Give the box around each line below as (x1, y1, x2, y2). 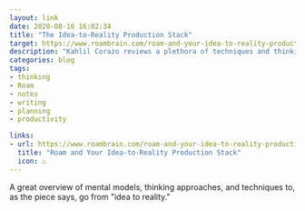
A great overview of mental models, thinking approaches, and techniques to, (9, 181, 296, 192)
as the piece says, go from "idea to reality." (9, 191, 171, 202)
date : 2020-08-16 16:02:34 (9, 22, 112, 31)
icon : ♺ (17, 156, 47, 166)
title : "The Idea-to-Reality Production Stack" (9, 30, 193, 39)
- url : (9, 140, 34, 149)
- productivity (9, 115, 67, 124)
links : (9, 131, 34, 141)
